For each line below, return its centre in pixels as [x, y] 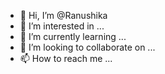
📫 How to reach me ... [66, 58]
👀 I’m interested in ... [62, 26]
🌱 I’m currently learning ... [73, 36]
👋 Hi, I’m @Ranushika [63, 15]
